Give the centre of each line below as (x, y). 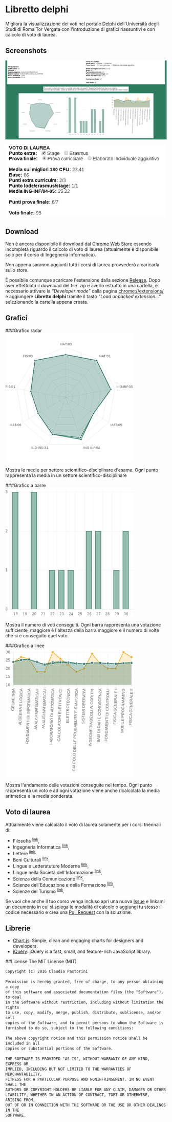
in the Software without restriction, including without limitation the (84, 1003)
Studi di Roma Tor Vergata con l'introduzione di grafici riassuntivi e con (80, 29)
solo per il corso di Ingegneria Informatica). (51, 255)
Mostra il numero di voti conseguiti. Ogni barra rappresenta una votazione (83, 624)
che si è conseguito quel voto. (37, 635)
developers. (25, 946)
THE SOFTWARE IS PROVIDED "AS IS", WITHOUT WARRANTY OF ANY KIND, (78, 1059)
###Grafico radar (24, 330)
